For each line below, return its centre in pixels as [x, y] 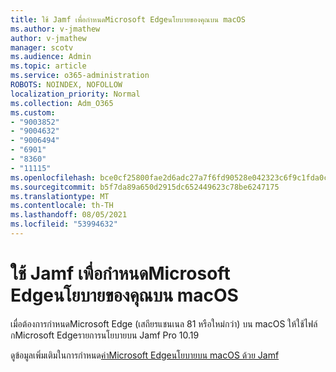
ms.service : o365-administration [80, 76]
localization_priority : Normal [75, 94]
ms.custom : [33, 112]
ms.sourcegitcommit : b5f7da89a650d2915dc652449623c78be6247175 [145, 187]
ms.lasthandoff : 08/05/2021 [69, 215]
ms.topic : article [48, 66]
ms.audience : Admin [51, 57]
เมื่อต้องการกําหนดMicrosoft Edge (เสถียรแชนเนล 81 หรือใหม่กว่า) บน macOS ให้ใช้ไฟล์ [164, 323]
